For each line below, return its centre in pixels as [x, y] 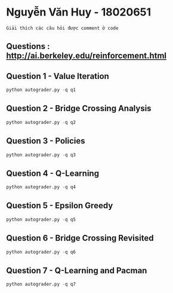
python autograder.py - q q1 [41, 90]
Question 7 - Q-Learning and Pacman [77, 271]
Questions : [28, 46]
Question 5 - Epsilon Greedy [60, 206]
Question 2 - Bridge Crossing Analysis [79, 109]
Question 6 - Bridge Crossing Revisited [80, 238]
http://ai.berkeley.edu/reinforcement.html [86, 56]
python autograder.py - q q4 [41, 187]
